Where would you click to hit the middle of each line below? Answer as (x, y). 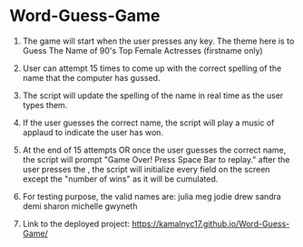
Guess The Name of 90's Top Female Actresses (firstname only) (142, 50)
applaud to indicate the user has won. (93, 132)
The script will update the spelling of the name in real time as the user (153, 95)
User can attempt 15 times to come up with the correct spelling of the (152, 68)
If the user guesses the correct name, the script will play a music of (148, 123)
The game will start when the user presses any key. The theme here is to (158, 41)
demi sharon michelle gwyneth (80, 206)
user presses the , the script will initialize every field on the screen (146, 169)
